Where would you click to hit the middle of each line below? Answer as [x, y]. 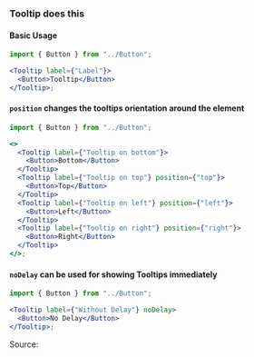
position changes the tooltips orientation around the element [127, 108]
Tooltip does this [47, 14]
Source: [24, 344]
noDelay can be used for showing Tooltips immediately [113, 274]
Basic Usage [33, 35]
